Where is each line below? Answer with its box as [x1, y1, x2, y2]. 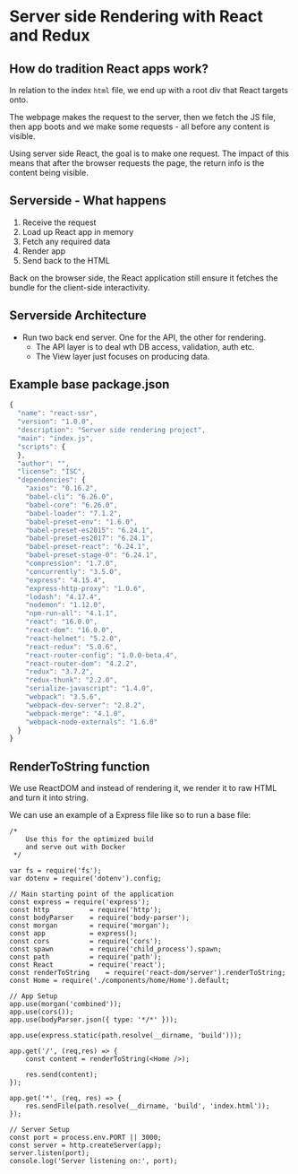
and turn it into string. [9, 792, 89, 804]
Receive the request [21, 217, 97, 228]
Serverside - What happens [9, 193, 167, 208]
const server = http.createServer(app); [9, 1141, 163, 1150]
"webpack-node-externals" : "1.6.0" [25, 717, 158, 726]
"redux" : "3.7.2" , [25, 667, 94, 676]
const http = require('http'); [9, 906, 163, 915]
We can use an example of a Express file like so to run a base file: [9, 810, 251, 821]
